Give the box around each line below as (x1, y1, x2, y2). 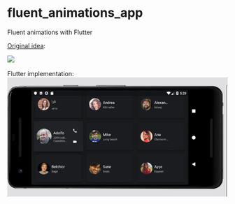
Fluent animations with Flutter (7, 28, 93, 36)
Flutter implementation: (7, 69, 74, 78)
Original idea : (7, 41, 46, 50)
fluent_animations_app (7, 5, 143, 21)
